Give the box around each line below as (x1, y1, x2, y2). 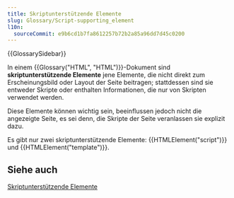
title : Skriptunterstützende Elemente (7, 10, 122, 18)
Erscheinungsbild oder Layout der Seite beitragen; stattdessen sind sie (7, 78, 213, 87)
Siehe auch (7, 163, 58, 175)
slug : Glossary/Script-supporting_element (7, 17, 134, 24)
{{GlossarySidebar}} (7, 49, 67, 58)
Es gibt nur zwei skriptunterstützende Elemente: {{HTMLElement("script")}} (7, 136, 228, 144)
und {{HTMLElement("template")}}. (7, 143, 110, 152)
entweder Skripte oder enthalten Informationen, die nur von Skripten (7, 86, 206, 94)
